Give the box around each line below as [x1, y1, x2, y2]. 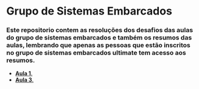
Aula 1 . [15, 70, 33, 77]
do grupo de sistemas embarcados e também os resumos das [6, 33, 192, 42]
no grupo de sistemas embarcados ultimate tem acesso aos [6, 48, 187, 57]
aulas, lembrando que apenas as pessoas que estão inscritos [6, 41, 190, 50]
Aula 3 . [15, 76, 34, 84]
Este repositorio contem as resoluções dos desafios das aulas [6, 26, 194, 35]
